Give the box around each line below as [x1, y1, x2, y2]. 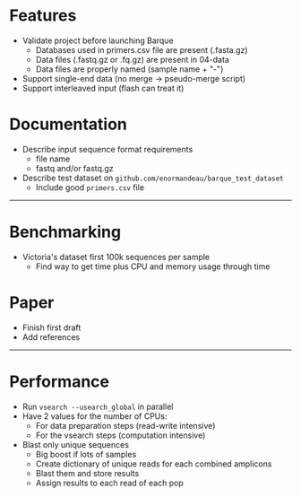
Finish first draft [21, 322, 82, 333]
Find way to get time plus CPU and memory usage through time [35, 261, 271, 272]
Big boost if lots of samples [35, 449, 137, 459]
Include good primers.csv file [35, 181, 145, 193]
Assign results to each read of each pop [35, 477, 184, 488]
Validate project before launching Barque [21, 35, 174, 46]
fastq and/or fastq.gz [35, 162, 114, 173]
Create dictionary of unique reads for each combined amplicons [35, 458, 272, 469]
